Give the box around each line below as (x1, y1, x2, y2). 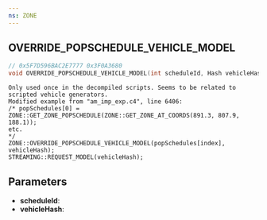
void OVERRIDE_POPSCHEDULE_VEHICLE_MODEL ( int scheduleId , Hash (8, 69, 222, 78)
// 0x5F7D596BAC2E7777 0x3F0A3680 (8, 62, 123, 70)
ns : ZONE (8, 11, 37, 20)
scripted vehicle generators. (8, 91, 109, 99)
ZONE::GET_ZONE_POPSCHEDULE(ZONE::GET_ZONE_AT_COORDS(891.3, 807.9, (8, 112, 240, 120)
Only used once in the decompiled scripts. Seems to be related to (8, 84, 237, 92)
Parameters (8, 175, 68, 188)
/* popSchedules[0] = (8, 105, 80, 113)
